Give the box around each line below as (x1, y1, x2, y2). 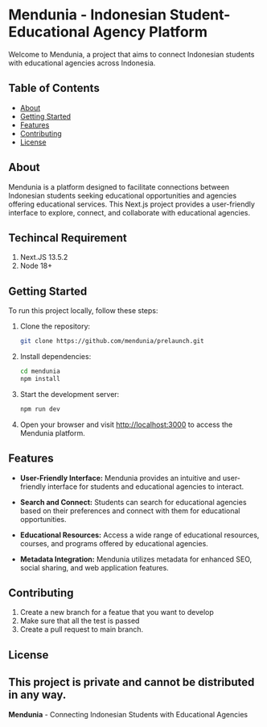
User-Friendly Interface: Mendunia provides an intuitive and (19, 473, 221, 483)
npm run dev (19, 405, 60, 413)
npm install (19, 374, 60, 382)
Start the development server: (19, 389, 120, 399)
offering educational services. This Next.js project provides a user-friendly (8, 199, 256, 209)
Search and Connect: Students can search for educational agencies (19, 497, 247, 507)
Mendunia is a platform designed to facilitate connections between (8, 182, 230, 191)
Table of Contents (8, 81, 101, 95)
